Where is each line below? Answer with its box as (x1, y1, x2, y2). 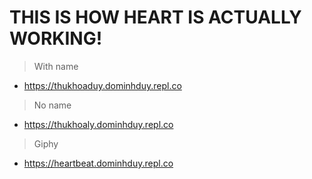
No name (33, 99, 72, 111)
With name (33, 60, 79, 72)
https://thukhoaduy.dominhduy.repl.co (23, 79, 182, 91)
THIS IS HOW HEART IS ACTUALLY (9, 6, 302, 29)
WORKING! (9, 27, 103, 50)
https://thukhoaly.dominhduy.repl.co (23, 118, 174, 130)
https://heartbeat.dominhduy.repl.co (23, 157, 174, 169)
